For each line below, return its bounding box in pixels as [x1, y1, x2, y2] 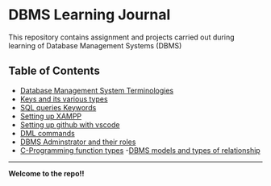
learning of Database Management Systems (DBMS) [8, 40, 182, 50]
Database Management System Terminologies [19, 85, 174, 95]
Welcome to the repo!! [8, 168, 85, 178]
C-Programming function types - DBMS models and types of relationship [19, 145, 261, 155]
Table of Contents [8, 64, 101, 78]
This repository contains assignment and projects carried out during [8, 32, 235, 42]
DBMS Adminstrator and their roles [19, 137, 136, 147]
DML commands [19, 128, 75, 138]
